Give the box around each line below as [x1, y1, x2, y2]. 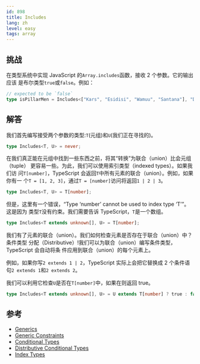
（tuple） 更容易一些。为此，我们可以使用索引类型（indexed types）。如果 [6, 162, 187, 169]
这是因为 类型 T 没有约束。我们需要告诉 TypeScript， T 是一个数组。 [6, 208, 167, 215]
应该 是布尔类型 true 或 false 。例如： [6, 79, 95, 86]
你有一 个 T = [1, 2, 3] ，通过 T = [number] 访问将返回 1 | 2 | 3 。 [6, 177, 167, 184]
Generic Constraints [14, 332, 64, 339]
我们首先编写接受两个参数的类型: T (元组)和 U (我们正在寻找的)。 [6, 131, 157, 138]
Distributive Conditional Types [14, 344, 89, 351]
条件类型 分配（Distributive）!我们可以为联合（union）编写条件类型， [6, 239, 176, 246]
